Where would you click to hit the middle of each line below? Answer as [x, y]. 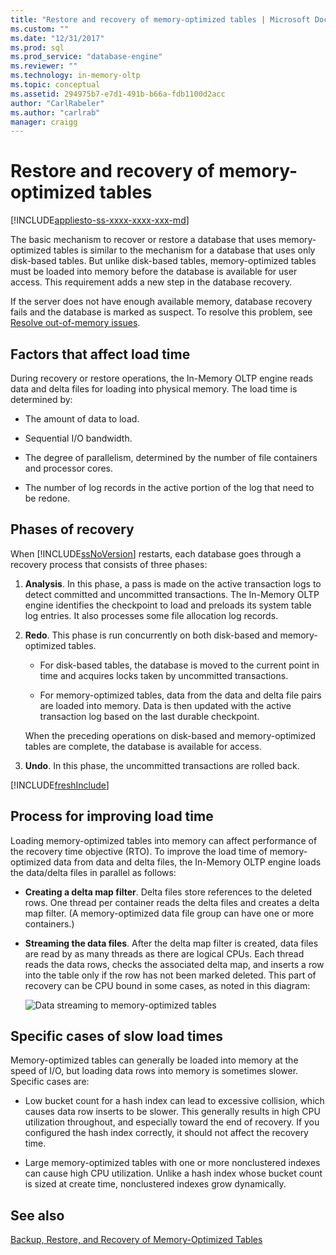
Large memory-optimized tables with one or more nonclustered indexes [172, 1163]
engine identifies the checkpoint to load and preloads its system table [168, 605]
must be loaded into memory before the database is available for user [154, 272]
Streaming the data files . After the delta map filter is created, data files [171, 943]
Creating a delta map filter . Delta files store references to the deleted [168, 892]
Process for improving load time [112, 816]
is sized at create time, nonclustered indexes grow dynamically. [155, 1184]
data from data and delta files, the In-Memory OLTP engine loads [187, 862]
